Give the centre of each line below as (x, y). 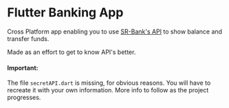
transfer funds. (28, 38)
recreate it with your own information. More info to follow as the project (108, 90)
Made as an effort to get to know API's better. (72, 52)
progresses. (24, 98)
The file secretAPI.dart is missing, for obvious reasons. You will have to (109, 83)
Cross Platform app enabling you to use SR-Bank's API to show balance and (115, 31)
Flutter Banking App (65, 13)
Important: (23, 68)
